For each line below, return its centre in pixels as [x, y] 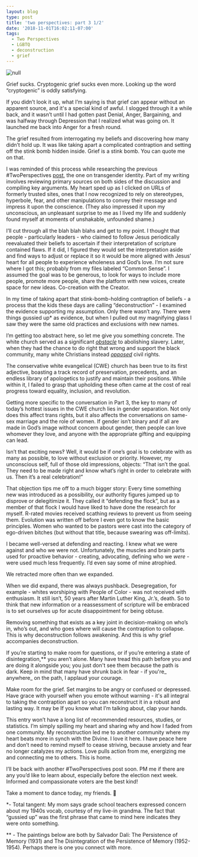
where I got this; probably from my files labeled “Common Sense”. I [88, 268]
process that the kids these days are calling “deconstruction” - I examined [96, 305]
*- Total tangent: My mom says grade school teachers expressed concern [96, 804]
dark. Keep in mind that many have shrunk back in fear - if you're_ [87, 671]
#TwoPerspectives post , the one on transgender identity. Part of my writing [98, 175]
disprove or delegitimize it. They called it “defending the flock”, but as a [93, 500]
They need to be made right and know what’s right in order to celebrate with [99, 470]
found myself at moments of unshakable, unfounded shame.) [80, 219]
